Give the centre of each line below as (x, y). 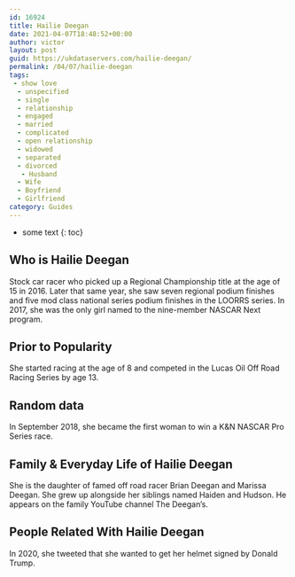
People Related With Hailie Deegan (107, 532)
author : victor (37, 42)
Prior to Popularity (61, 347)
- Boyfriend (39, 191)
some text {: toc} (53, 232)
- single (33, 100)
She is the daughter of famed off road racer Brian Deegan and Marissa (138, 485)
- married (35, 125)
